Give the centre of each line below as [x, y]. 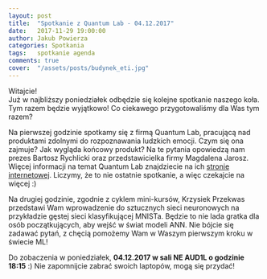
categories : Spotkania [46, 46]
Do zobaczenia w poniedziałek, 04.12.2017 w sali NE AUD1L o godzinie [127, 257]
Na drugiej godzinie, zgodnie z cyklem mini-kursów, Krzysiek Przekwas [127, 199]
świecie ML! [28, 241]
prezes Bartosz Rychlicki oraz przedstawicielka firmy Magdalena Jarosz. [129, 158]
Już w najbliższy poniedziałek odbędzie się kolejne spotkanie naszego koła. [134, 99]
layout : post [30, 16]
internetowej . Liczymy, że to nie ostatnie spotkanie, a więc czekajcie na [127, 174]
